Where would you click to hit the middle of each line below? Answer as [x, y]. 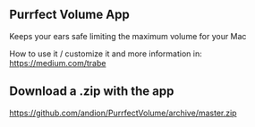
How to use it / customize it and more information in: [106, 54]
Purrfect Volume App [69, 15]
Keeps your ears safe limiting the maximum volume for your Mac [128, 36]
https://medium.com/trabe [58, 63]
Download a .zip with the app [92, 92]
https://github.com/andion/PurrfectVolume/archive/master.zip [123, 113]
